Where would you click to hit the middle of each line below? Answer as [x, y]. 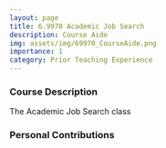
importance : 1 [36, 52]
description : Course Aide [58, 35]
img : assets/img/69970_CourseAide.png [83, 43]
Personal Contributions [62, 135]
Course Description [54, 92]
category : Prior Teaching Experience [81, 60]
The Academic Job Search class [70, 112]
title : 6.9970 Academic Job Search [77, 26]
